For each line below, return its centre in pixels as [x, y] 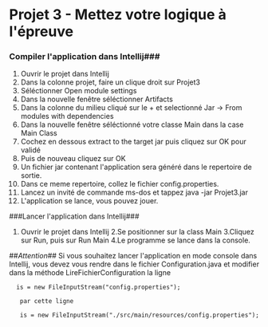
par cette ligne [47, 301]
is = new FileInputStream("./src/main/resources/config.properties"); [140, 315]
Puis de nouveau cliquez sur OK [73, 159]
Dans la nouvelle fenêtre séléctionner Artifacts [97, 99]
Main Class [39, 133]
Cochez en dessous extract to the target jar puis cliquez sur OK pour [133, 142]
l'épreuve [41, 32]
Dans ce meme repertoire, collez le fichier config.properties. [120, 184]
